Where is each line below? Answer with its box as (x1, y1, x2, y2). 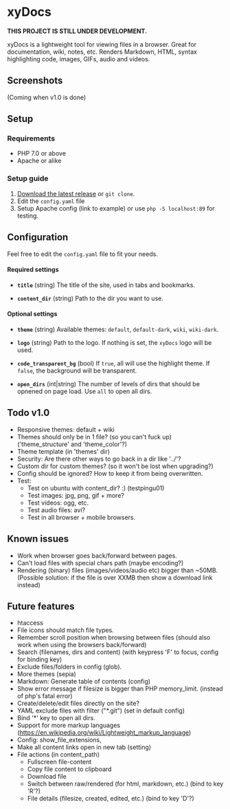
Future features (7, 600, 75, 612)
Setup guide (7, 174, 49, 183)
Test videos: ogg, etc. (27, 498, 89, 507)
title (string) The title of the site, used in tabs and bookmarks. (16, 280, 196, 289)
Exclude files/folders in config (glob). (16, 662, 122, 671)
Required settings (7, 266, 60, 274)
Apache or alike (16, 156, 62, 165)
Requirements (7, 134, 56, 143)
